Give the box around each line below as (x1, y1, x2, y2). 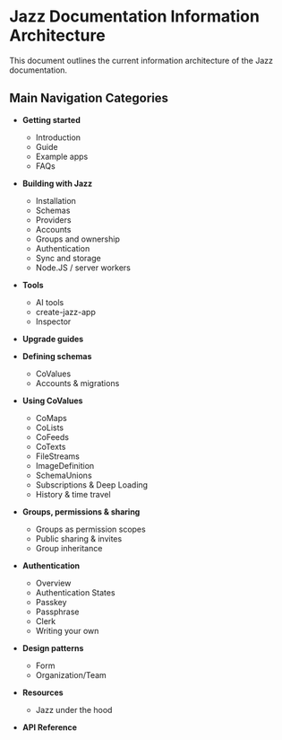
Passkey (35, 596, 67, 607)
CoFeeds (35, 431, 70, 442)
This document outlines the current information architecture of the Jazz (9, 55, 273, 66)
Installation (35, 195, 76, 206)
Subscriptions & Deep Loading (35, 479, 149, 490)
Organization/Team (35, 669, 107, 680)
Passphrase (35, 606, 80, 617)
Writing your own (35, 625, 99, 636)
